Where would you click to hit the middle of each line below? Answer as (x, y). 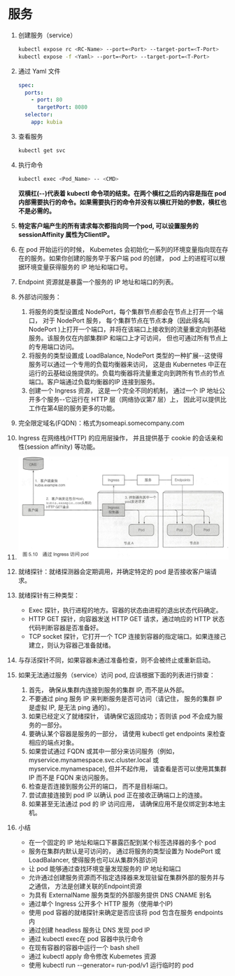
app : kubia (47, 122)
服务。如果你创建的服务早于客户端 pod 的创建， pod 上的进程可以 (125, 258)
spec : (26, 85)
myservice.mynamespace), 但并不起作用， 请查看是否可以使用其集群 (127, 768)
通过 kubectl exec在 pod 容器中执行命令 (86, 938)
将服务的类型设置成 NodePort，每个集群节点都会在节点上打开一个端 (126, 311)
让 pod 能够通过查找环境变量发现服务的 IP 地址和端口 (105, 868)
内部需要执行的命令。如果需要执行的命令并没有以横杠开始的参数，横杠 (119, 202)
